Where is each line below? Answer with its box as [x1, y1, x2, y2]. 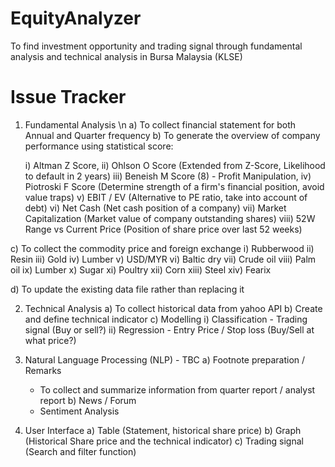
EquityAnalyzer [10, 7, 142, 30]
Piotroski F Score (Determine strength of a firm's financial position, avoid [24, 180, 325, 192]
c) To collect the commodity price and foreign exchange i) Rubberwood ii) [10, 242, 315, 254]
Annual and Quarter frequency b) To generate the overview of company [24, 129, 321, 141]
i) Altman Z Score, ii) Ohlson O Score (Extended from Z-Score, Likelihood [24, 159, 326, 171]
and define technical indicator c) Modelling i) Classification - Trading [24, 313, 308, 325]
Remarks [24, 364, 62, 376]
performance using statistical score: [24, 140, 174, 152]
